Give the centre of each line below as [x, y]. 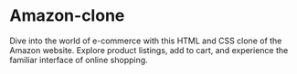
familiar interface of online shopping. [79, 60]
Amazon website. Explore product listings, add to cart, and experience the [149, 50]
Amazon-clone [67, 16]
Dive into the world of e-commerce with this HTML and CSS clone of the [146, 41]
